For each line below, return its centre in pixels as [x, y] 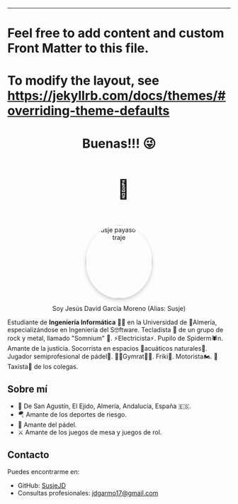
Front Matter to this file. [78, 49]
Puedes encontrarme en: [44, 471]
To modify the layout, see [83, 81]
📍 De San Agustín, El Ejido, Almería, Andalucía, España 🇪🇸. [104, 406]
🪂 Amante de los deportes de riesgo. [72, 415]
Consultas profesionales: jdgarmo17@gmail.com [88, 493]
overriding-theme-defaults [89, 111]
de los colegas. [56, 367]
